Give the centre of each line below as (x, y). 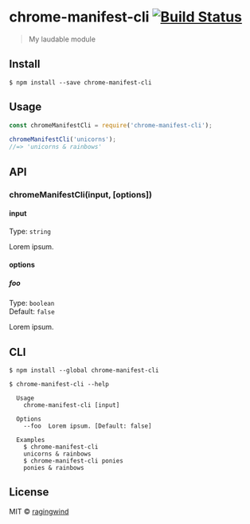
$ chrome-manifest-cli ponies (74, 461)
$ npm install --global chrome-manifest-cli (84, 370)
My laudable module (62, 39)
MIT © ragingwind (39, 511)
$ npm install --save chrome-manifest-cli (80, 82)
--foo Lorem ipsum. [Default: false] (88, 426)
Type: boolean (32, 303)
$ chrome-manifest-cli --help (59, 385)
